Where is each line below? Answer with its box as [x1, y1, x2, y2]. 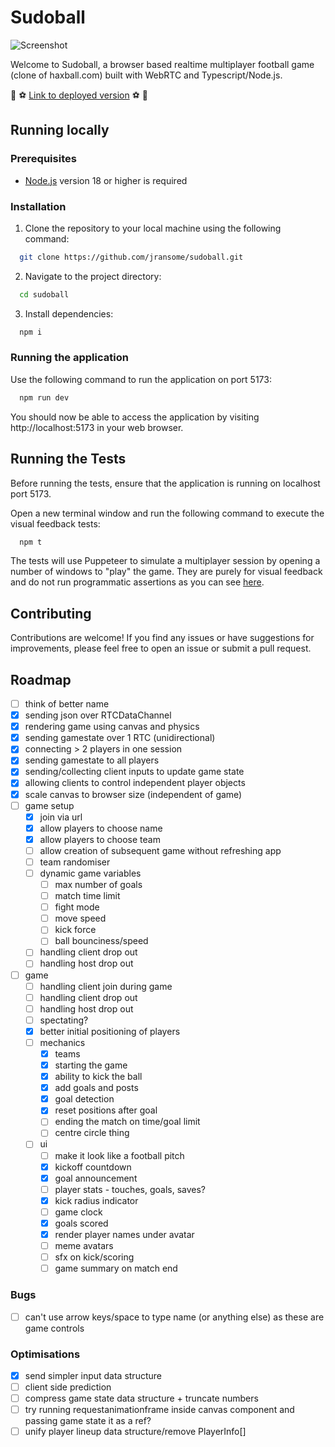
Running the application [10, 351, 129, 365]
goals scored [54, 1217, 109, 1229]
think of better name [24, 698, 110, 710]
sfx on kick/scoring [54, 1251, 135, 1263]
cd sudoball [19, 289, 70, 300]
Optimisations [10, 1347, 81, 1361]
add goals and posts [54, 1082, 139, 1094]
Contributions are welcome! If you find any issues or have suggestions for [10, 632, 315, 644]
